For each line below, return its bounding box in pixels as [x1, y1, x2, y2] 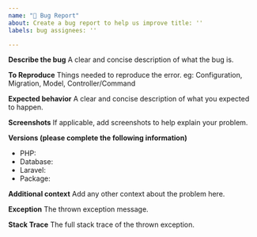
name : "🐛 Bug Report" [8, 11, 80, 20]
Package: [19, 174, 51, 183]
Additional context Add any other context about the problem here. [8, 189, 225, 199]
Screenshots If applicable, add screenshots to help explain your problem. [8, 118, 248, 128]
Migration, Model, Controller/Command [8, 78, 136, 88]
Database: [19, 157, 54, 166]
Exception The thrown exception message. [8, 205, 149, 214]
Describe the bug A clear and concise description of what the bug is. [8, 55, 234, 64]
